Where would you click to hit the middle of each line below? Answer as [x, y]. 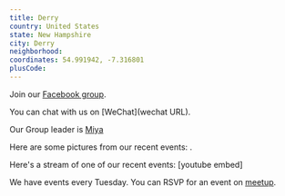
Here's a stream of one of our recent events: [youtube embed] [126, 164]
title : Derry [34, 18]
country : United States [55, 26]
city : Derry [32, 43]
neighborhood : [36, 52]
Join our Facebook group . [58, 94]
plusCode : [28, 69]
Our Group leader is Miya [56, 129]
